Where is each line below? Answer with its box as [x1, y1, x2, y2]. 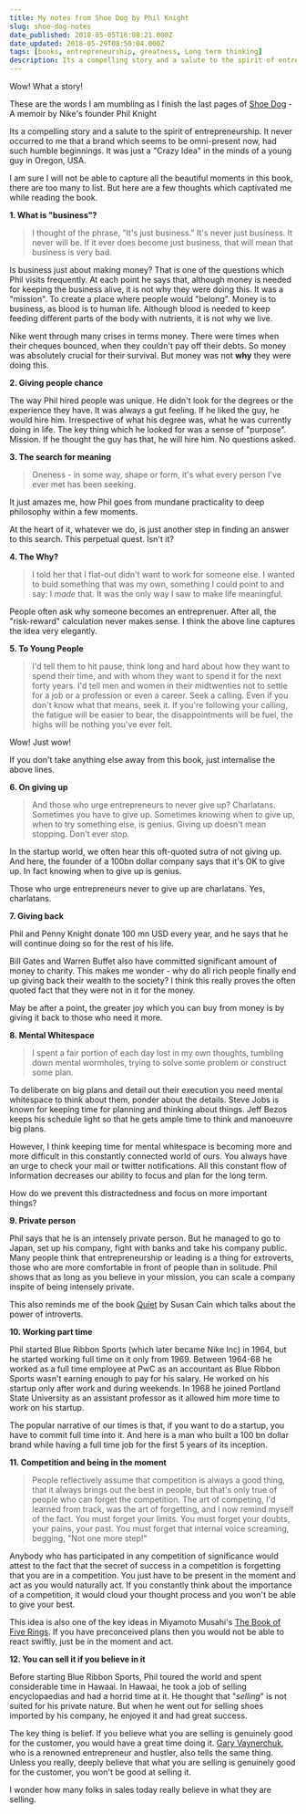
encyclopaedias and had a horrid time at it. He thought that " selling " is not [9, 1691, 287, 1702]
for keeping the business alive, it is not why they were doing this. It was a [9, 284, 284, 295]
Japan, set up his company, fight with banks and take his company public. [9, 1243, 288, 1253]
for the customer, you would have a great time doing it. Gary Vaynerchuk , [9, 1737, 284, 1748]
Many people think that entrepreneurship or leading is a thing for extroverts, [9, 1252, 294, 1263]
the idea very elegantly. [9, 626, 97, 636]
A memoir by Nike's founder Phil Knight [9, 109, 158, 119]
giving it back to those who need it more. [9, 1012, 163, 1023]
